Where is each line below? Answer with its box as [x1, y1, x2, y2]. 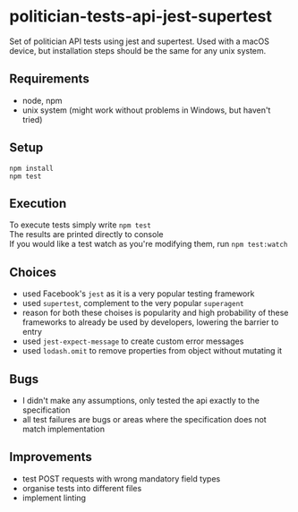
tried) [21, 114, 43, 124]
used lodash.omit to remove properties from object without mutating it [21, 346, 283, 356]
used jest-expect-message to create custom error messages [21, 336, 244, 346]
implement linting [21, 492, 87, 503]
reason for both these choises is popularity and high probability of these [21, 307, 289, 319]
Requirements [9, 72, 89, 87]
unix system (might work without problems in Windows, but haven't [21, 105, 271, 115]
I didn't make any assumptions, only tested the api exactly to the [21, 396, 260, 405]
